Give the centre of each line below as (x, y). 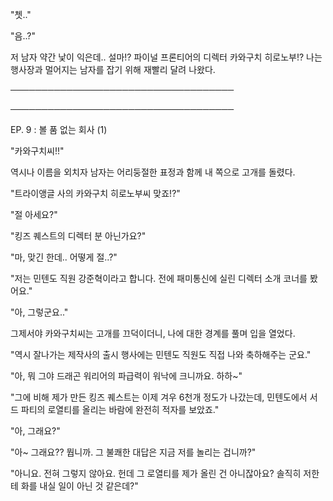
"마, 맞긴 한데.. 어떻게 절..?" (64, 257)
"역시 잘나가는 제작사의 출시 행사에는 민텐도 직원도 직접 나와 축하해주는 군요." (161, 354)
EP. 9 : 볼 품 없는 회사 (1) (59, 129)
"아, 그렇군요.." (39, 312)
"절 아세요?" (34, 214)
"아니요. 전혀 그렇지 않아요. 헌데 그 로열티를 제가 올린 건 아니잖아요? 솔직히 (156, 473)
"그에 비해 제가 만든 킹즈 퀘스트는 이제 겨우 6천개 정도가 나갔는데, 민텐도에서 (159, 397)
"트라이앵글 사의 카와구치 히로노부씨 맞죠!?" (95, 193)
